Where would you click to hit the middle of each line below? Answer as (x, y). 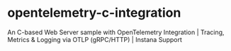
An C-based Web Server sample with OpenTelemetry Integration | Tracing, (116, 32)
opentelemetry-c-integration (94, 13)
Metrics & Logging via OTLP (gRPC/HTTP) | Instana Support (95, 39)
